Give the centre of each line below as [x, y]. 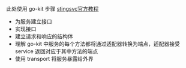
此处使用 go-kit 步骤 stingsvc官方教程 [52, 9]
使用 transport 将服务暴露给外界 [54, 59]
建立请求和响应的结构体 [44, 36]
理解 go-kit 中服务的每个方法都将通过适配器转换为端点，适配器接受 [97, 44]
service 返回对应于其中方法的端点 [56, 51]
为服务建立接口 [33, 21]
